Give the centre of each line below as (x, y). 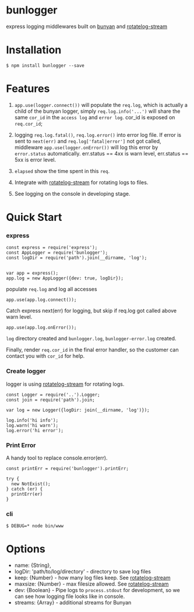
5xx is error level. (35, 160)
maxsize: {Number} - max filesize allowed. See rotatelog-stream (91, 584)
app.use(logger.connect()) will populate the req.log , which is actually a (101, 105)
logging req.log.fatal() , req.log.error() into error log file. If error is (98, 134)
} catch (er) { (24, 489)
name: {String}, (33, 565)
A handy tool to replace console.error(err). (57, 458)
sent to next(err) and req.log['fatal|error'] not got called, (88, 141)
